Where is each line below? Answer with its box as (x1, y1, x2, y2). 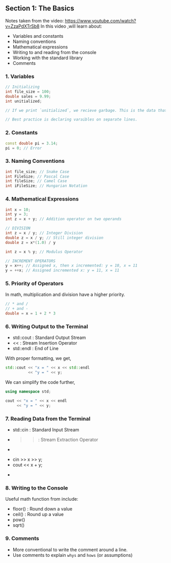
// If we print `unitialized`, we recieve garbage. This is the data (5, 108, 156, 113)
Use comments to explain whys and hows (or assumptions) (12, 552, 133, 558)
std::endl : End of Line (12, 346, 59, 352)
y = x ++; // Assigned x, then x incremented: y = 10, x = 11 (5, 263, 138, 268)
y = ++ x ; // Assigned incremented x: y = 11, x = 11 (5, 268, 120, 273)
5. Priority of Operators (5, 280, 64, 287)
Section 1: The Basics (5, 4, 75, 13)
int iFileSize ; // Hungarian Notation (5, 183, 88, 188)
